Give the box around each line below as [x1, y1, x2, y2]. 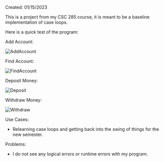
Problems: [5, 141, 27, 147]
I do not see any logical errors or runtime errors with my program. [12, 151, 148, 157]
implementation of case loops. [5, 20, 68, 25]
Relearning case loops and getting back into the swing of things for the [12, 126, 159, 132]
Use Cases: [5, 116, 29, 122]
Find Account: [5, 58, 34, 64]
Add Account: [5, 39, 34, 45]
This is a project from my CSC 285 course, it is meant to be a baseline [5, 14, 150, 20]
